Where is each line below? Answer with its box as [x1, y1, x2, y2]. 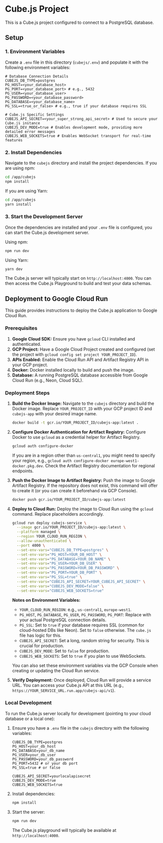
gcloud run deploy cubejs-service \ [12, 520, 87, 525]
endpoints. [12, 468, 34, 474]
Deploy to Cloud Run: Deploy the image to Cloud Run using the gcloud [12, 506, 153, 512]
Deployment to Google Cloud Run [5, 294, 108, 303]
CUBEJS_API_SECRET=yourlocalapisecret [12, 773, 91, 779]
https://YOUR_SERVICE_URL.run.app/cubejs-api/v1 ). [12, 687, 116, 693]
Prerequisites [5, 325, 37, 332]
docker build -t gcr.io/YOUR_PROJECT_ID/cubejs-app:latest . [12, 420, 139, 425]
